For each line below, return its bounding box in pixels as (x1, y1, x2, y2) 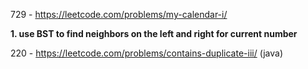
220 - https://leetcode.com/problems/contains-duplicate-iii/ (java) (10, 47, 283, 59)
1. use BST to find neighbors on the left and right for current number (10, 28, 298, 39)
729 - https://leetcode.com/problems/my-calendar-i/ (10, 9, 228, 20)
